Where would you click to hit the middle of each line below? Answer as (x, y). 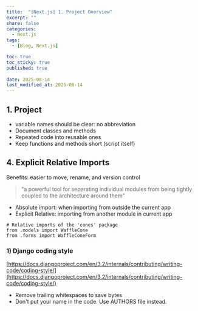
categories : (21, 29)
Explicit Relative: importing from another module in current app (94, 214)
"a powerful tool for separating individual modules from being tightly (107, 189)
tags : (13, 40)
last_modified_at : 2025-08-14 (45, 85)
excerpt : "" (21, 18)
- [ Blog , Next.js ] (35, 46)
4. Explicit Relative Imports (58, 162)
